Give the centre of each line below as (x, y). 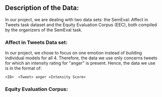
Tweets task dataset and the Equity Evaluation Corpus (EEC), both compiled (81, 25)
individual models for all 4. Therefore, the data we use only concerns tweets (81, 58)
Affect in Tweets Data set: (36, 42)
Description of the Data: (42, 8)
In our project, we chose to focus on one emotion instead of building (73, 53)
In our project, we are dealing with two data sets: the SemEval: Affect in (77, 19)
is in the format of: (24, 68)
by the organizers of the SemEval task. (44, 30)
